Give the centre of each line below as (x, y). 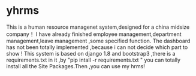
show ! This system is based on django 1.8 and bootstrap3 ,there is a (91, 53)
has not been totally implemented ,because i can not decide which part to (97, 47)
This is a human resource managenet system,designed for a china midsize (98, 27)
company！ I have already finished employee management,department (94, 34)
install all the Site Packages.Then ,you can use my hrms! (76, 66)
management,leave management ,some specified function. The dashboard (98, 41)
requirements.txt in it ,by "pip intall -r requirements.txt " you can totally (94, 60)
